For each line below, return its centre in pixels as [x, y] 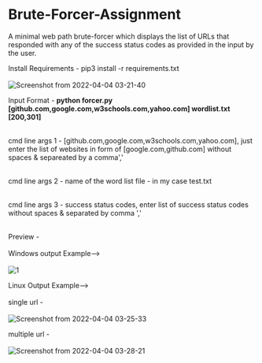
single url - [26, 302]
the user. [22, 53]
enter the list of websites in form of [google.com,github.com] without [120, 149]
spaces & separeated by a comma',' [66, 157]
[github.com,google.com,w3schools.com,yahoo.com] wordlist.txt [119, 109]
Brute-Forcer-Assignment [94, 15]
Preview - [24, 236]
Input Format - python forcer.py [61, 100]
